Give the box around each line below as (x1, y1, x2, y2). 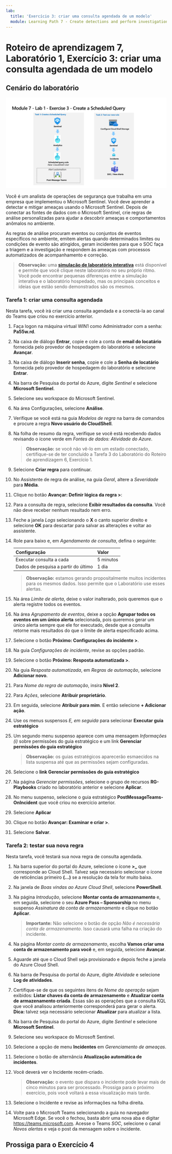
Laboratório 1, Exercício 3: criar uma (6, 53, 161, 64)
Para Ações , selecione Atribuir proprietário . (13, 692, 107, 698)
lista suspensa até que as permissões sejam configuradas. (26, 759, 150, 765)
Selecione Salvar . (13, 829, 51, 835)
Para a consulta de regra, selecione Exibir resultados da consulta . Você (13, 502, 166, 508)
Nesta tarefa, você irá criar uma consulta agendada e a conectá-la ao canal (6, 308, 165, 314)
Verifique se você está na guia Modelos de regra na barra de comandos (13, 415, 165, 421)
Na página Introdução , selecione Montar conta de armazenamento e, (13, 894, 161, 900)
